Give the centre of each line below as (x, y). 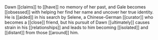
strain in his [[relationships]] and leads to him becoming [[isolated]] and (76, 27)
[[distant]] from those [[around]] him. (42, 33)
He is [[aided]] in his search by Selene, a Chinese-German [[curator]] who (79, 17)
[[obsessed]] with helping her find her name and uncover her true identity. (79, 12)
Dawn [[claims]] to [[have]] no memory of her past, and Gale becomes (75, 7)
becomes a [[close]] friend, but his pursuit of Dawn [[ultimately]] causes (77, 22)
